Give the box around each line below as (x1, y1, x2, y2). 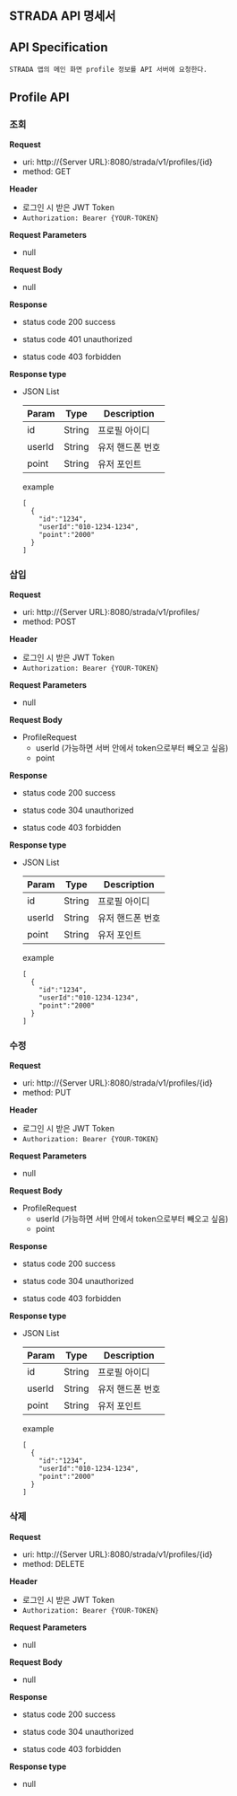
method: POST (21, 616, 77, 627)
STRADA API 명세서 (9, 8, 116, 24)
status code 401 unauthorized (21, 333, 132, 344)
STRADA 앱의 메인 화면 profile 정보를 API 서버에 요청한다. (9, 66, 207, 75)
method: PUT (21, 1087, 72, 1098)
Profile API (9, 89, 70, 105)
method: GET (21, 165, 72, 177)
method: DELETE (21, 1558, 85, 1569)
